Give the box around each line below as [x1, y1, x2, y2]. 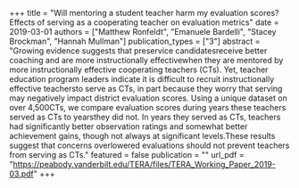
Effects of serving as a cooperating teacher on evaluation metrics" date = [9, 17, 279, 28]
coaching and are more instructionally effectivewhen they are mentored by [9, 55, 284, 65]
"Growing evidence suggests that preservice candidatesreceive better [9, 45, 268, 56]
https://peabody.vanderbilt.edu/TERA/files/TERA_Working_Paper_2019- [12, 159, 277, 169]
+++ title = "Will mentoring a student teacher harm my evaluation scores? [9, 8, 279, 18]
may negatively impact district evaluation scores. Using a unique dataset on [9, 93, 287, 103]
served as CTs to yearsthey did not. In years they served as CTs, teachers [9, 111, 281, 122]
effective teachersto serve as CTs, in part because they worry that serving [9, 84, 283, 94]
